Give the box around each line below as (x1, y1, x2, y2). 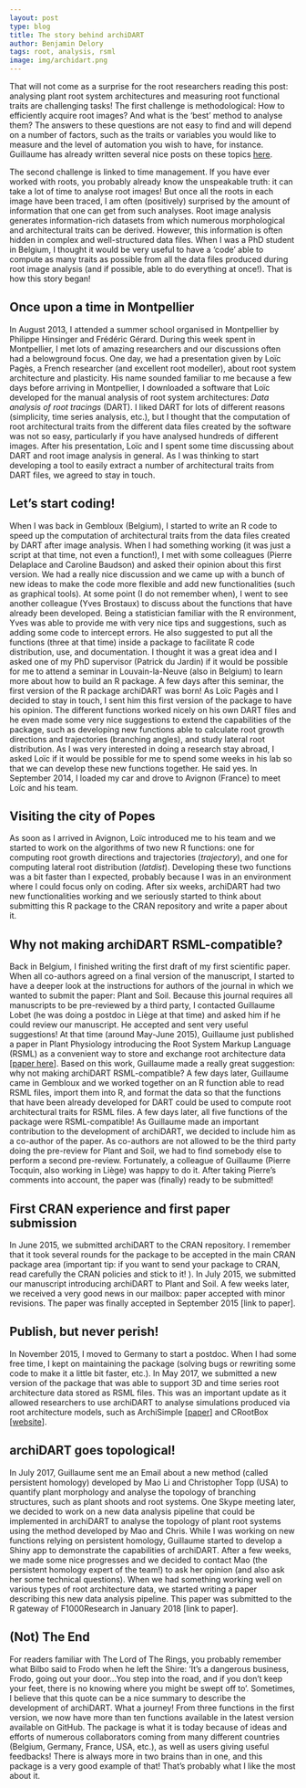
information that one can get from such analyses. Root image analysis (9, 205, 271, 216)
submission (9, 1215, 77, 1231)
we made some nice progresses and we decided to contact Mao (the (9, 1554, 268, 1565)
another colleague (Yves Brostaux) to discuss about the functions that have (9, 597, 293, 608)
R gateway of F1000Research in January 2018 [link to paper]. (9, 1603, 239, 1614)
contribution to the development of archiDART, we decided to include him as (9, 1126, 296, 1137)
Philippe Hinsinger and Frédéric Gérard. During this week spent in (9, 333, 256, 344)
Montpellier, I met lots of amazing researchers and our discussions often (9, 343, 281, 354)
